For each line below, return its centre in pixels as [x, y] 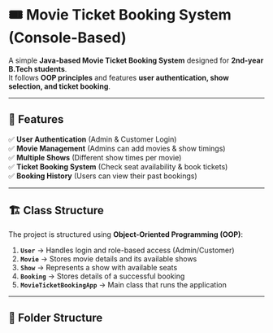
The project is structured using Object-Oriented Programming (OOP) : [126, 234]
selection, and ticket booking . [60, 86]
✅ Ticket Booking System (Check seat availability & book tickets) [118, 166]
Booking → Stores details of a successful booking [102, 276]
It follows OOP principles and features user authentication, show [119, 77]
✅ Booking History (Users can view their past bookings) [103, 176]
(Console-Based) [67, 38]
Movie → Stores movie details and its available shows [108, 259]
